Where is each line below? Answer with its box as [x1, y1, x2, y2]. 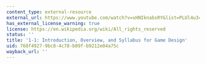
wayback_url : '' [6, 49, 48, 55]
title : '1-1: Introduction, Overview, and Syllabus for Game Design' [6, 37, 188, 43]
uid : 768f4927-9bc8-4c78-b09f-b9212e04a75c [6, 43, 120, 49]
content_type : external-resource [6, 9, 92, 15]
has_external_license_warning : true [6, 20, 100, 26]
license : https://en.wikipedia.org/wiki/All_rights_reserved [6, 26, 166, 32]
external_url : [6, 15, 43, 21]
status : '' [6, 32, 34, 38]
